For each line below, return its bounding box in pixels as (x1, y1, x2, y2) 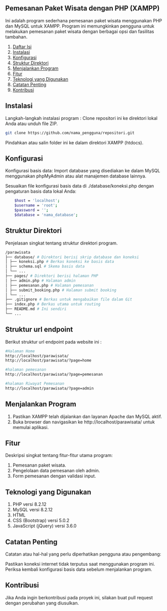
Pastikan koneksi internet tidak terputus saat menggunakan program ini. (5, 561, 155, 567)
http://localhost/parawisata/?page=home (5, 358, 92, 363)
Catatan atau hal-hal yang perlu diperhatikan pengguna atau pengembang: (5, 551, 161, 557)
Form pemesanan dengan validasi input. (12, 473, 96, 479)
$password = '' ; (14, 208, 49, 213)
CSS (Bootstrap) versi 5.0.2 (12, 517, 70, 524)
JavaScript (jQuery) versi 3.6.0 (12, 523, 77, 529)
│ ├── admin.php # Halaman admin (5, 278, 76, 283)
